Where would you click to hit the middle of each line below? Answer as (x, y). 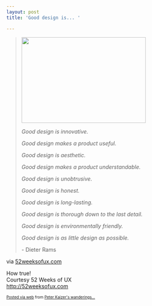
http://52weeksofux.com (37, 286)
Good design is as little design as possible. (75, 238)
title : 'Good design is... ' (43, 18)
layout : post (23, 12)
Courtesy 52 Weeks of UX (39, 279)
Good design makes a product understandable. (81, 167)
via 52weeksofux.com (34, 261)
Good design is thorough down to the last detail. (82, 214)
